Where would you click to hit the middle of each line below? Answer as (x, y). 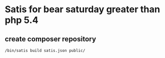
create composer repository (50, 39)
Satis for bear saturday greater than (82, 9)
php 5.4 (22, 20)
